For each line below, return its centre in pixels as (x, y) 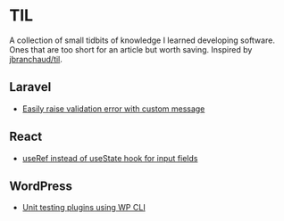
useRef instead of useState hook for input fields (110, 158)
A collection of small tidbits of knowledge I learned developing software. (142, 40)
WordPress (41, 186)
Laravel (30, 87)
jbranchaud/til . (36, 59)
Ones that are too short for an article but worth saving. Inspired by (131, 49)
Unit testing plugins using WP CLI (84, 208)
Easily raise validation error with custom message (113, 109)
